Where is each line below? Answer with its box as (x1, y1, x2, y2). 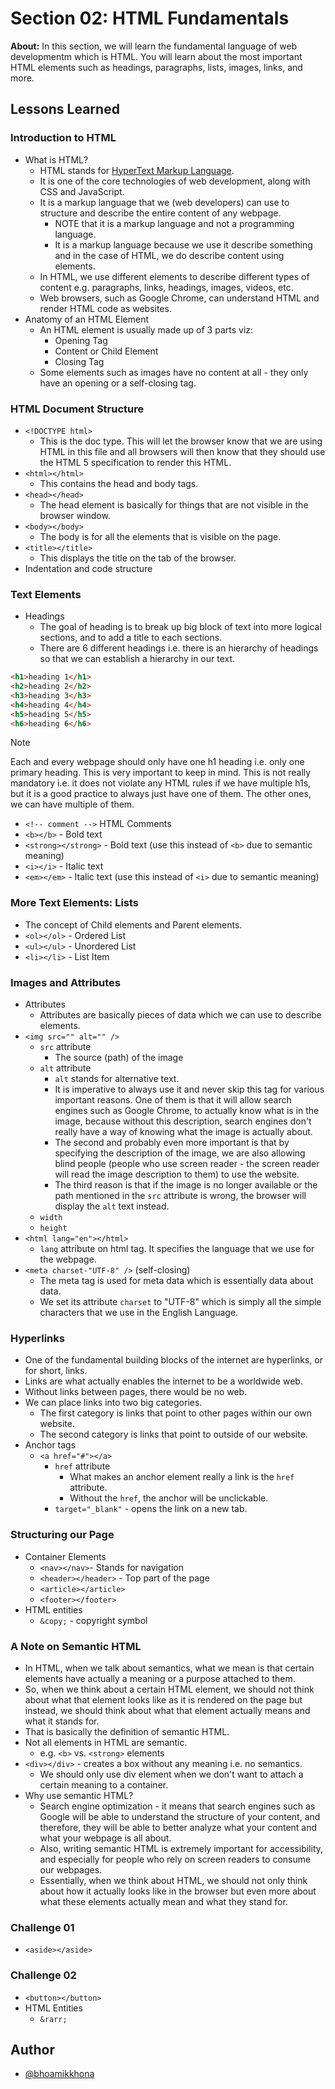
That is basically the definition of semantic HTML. (24, 1725, 230, 1737)
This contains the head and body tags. (39, 477, 199, 489)
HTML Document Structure (10, 402, 145, 416)
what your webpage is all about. (39, 1832, 172, 1844)
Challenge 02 (10, 1968, 77, 1982)
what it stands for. (24, 1715, 100, 1727)
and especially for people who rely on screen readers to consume (39, 1853, 312, 1865)
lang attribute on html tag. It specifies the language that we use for (39, 1243, 315, 1255)
